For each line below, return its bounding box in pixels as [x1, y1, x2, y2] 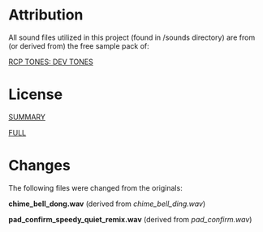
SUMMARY [8, 112, 46, 122]
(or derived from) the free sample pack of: [8, 41, 150, 50]
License [8, 85, 63, 104]
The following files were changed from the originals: [8, 183, 183, 192]
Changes [8, 157, 71, 175]
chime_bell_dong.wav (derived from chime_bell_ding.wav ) [8, 199, 206, 208]
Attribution [8, 6, 84, 24]
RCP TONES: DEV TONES [8, 57, 93, 67]
